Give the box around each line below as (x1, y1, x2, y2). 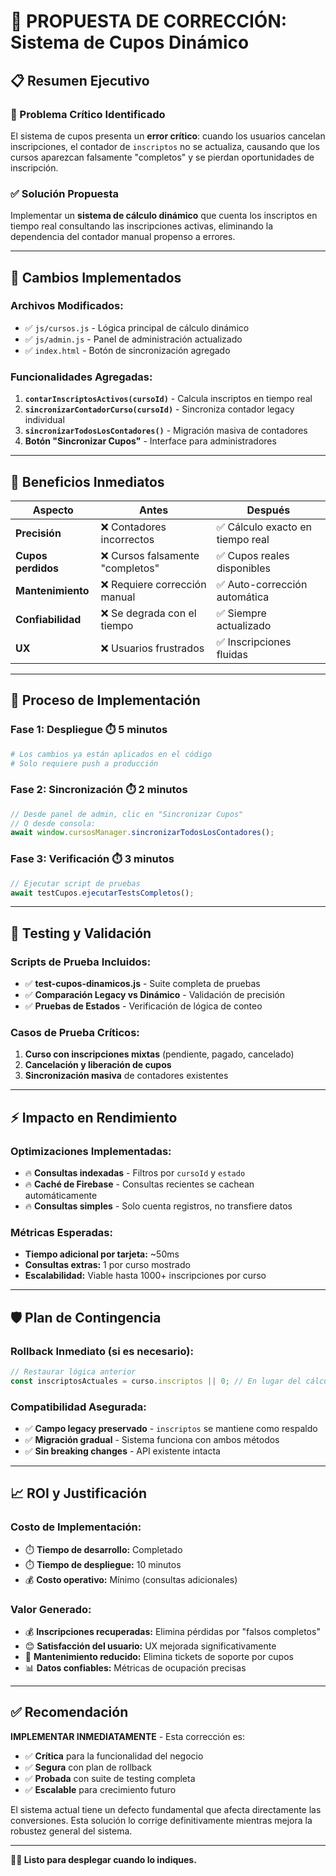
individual (24, 414, 65, 426)
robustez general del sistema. (10, 1825, 133, 1837)
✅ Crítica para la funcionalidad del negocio (24, 1750, 204, 1762)
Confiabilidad (15, 612, 82, 626)
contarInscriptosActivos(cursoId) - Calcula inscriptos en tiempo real (24, 393, 313, 405)
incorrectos (100, 532, 155, 546)
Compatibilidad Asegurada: (10, 1400, 147, 1414)
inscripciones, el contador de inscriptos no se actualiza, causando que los (10, 140, 320, 152)
